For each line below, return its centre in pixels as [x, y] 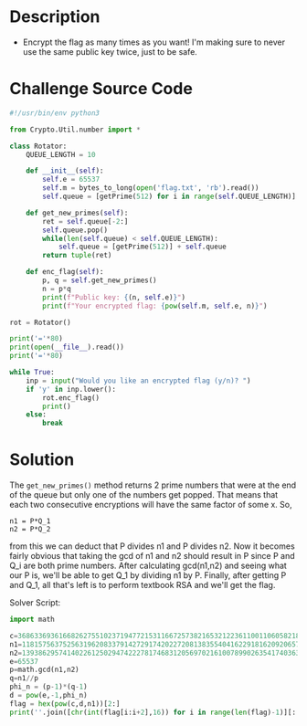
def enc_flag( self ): [65, 272]
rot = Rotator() [40, 322]
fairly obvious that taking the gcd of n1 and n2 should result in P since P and [152, 556]
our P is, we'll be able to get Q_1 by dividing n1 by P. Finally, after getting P [148, 575]
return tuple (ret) [77, 256]
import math [32, 620]
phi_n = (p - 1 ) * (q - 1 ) [49, 687]
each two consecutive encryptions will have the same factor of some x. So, [151, 505]
